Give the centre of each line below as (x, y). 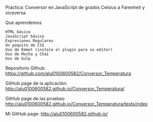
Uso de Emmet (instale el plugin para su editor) (59, 50)
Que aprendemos (23, 23)
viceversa (16, 13)
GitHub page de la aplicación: (36, 83)
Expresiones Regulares (29, 41)
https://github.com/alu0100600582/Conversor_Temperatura (68, 73)
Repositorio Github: (25, 68)
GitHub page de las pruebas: (35, 98)
